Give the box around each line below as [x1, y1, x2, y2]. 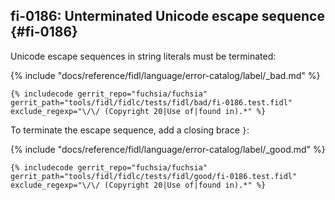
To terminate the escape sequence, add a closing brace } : [10, 124, 250, 136]
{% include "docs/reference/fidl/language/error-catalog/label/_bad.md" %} [10, 69, 321, 81]
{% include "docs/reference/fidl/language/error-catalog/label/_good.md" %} [10, 143, 326, 155]
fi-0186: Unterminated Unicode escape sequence [10, 8, 325, 25]
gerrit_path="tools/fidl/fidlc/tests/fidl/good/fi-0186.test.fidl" [10, 171, 298, 181]
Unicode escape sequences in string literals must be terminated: [10, 50, 277, 62]
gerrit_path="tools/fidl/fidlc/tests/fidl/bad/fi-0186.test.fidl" [10, 97, 293, 108]
